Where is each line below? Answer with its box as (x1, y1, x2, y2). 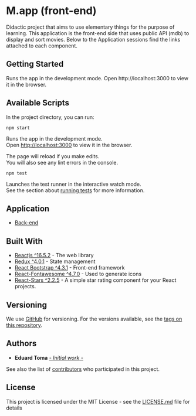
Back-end (14, 219, 39, 226)
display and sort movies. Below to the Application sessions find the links (6, 36, 181, 43)
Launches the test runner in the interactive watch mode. (6, 180, 142, 187)
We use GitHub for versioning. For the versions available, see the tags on (6, 315, 183, 322)
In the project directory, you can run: (6, 113, 94, 121)
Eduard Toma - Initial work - (14, 354, 84, 361)
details (6, 404, 22, 411)
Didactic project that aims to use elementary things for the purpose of (6, 23, 175, 30)
